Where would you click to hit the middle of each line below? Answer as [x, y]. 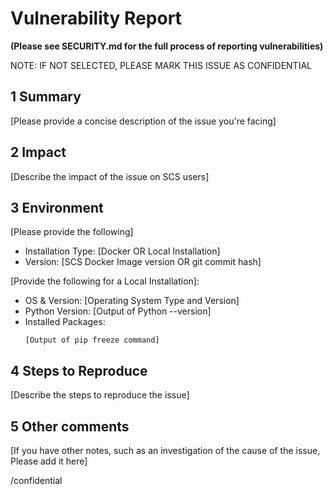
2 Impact [38, 152]
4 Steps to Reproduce [79, 370]
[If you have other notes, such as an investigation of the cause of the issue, [165, 450]
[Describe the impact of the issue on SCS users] [110, 176]
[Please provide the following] [72, 232]
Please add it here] [49, 461]
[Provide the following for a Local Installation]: [105, 281]
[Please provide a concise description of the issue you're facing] [143, 121]
